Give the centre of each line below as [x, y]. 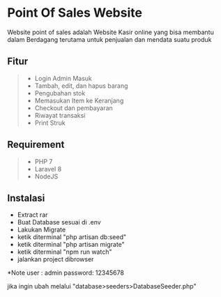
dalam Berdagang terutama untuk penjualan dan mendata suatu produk [109, 39]
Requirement [36, 145]
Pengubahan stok [60, 93]
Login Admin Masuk [63, 78]
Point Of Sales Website [75, 13]
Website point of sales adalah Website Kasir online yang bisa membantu [110, 32]
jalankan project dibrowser [55, 259]
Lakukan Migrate [41, 230]
